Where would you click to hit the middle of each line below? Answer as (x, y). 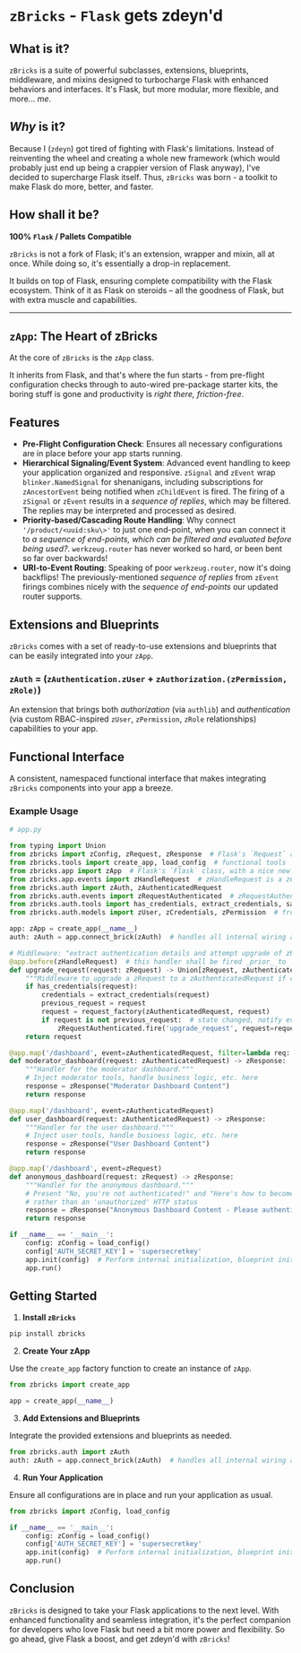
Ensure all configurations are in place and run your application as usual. (141, 1494)
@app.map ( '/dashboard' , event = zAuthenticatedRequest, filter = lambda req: (150, 1053)
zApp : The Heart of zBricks (84, 337)
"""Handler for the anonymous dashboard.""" (110, 1185)
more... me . (30, 99)
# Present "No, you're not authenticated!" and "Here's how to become (160, 1193)
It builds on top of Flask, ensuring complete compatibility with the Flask (141, 281)
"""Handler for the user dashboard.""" (100, 1127)
